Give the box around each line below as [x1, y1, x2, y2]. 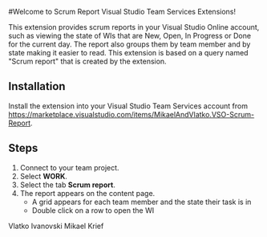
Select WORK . [19, 171, 68, 181]
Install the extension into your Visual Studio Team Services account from [8, 100, 249, 111]
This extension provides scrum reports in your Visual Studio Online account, [8, 22, 260, 31]
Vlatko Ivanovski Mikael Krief [8, 221, 104, 231]
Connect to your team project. [19, 162, 119, 172]
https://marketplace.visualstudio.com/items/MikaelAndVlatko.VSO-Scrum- [8, 109, 255, 119]
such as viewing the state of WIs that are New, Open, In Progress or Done [8, 31, 251, 40]
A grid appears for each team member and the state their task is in [31, 197, 252, 206]
